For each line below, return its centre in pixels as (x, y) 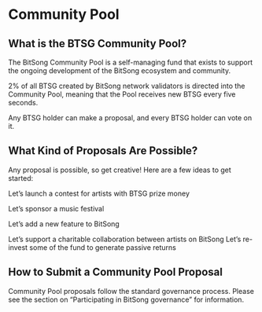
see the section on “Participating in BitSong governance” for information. (126, 299)
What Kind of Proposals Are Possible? (103, 151)
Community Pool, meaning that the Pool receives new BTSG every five (122, 94)
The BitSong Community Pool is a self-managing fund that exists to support (131, 62)
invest (18, 247)
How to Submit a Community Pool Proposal (115, 272)
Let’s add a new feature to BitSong (64, 224)
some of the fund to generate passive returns (103, 247)
